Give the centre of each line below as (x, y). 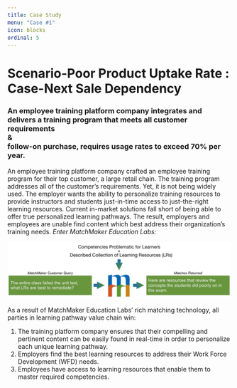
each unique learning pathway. (63, 347)
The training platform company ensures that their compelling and (112, 332)
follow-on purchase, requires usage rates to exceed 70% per (114, 147)
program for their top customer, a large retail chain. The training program (114, 179)
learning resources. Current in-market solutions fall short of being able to (114, 209)
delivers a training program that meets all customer (98, 120)
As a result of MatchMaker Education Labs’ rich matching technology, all (113, 310)
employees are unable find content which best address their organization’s (116, 224)
